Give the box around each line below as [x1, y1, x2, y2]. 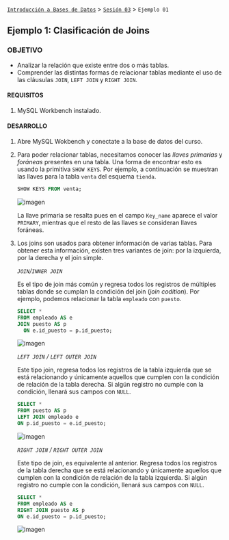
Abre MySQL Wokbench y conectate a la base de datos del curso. [16, 138, 203, 146]
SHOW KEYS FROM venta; [16, 185, 82, 193]
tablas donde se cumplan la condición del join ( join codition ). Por [16, 287, 200, 296]
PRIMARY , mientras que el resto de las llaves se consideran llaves [16, 218, 198, 227]
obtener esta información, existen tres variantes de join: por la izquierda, [16, 246, 221, 255]
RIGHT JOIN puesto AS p [16, 506, 85, 513]
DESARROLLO [7, 122, 48, 130]
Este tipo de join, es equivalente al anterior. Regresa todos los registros [16, 459, 217, 467]
